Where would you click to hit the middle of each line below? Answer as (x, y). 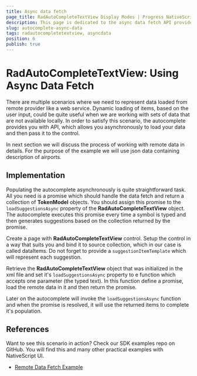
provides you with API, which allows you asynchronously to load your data (96, 127)
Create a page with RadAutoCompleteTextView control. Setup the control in (98, 238)
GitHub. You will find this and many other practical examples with (85, 350)
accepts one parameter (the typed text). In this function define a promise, (95, 281)
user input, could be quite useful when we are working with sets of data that (98, 114)
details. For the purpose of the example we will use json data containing (93, 151)
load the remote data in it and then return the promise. (71, 287)
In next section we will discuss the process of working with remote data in (95, 144)
